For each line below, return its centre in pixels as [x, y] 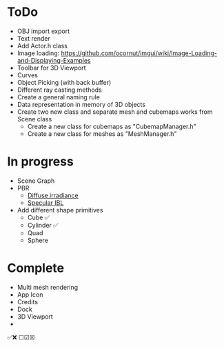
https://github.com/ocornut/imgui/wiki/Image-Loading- [139, 53]
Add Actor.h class [42, 46]
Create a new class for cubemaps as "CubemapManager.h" [112, 126]
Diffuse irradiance [53, 195]
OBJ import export [43, 31]
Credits [28, 301]
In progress [40, 162]
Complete [36, 268]
